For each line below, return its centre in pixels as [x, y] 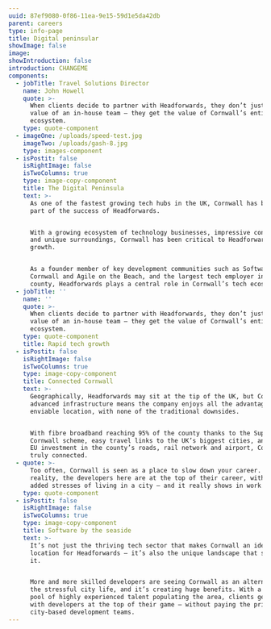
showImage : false [38, 46]
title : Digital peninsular [54, 38]
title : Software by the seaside [77, 531]
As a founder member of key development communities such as [135, 269]
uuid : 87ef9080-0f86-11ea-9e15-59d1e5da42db [84, 16]
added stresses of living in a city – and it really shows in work [146, 485]
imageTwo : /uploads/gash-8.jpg [75, 143]
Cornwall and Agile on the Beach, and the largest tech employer [142, 277]
